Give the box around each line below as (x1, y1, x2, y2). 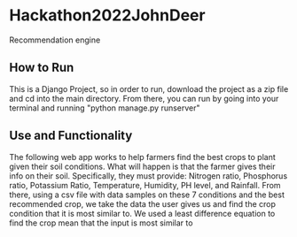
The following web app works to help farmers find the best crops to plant (9, 151, 277, 162)
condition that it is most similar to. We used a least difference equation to (9, 208, 276, 218)
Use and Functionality (9, 128, 133, 143)
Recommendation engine (9, 34, 101, 45)
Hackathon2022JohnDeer (9, 5, 206, 26)
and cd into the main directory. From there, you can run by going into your (9, 93, 279, 103)
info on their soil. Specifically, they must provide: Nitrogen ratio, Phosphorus (9, 170, 288, 181)
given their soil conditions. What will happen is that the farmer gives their (9, 161, 276, 172)
